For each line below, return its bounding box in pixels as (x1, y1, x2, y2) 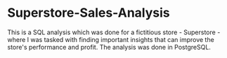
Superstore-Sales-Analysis (7, 5, 170, 21)
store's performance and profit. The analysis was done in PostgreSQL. (7, 43, 211, 51)
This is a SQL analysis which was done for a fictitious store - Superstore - (7, 28, 221, 36)
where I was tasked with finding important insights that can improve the (7, 35, 214, 43)
